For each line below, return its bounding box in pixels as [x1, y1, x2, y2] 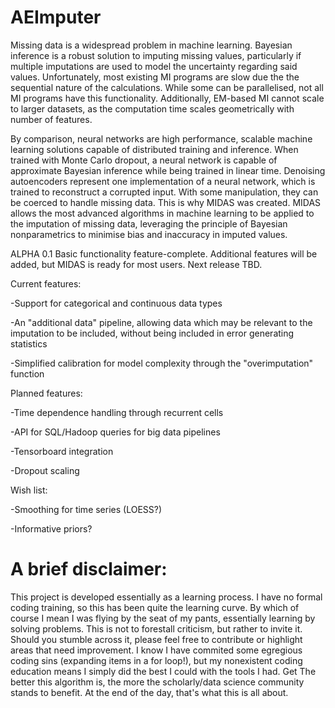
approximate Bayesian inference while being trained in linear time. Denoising [10, 164, 326, 176]
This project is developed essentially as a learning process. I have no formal [10, 591, 323, 603]
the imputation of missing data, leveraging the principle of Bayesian [10, 217, 288, 230]
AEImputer [10, 6, 102, 29]
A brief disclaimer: [10, 558, 168, 581]
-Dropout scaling [10, 464, 80, 476]
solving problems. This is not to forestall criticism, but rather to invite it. [10, 622, 303, 635]
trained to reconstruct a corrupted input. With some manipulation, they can [10, 186, 319, 198]
